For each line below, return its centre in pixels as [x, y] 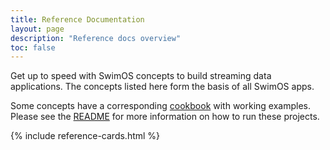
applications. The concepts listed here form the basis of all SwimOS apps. [162, 87]
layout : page [37, 29]
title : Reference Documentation [77, 19]
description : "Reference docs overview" [96, 38]
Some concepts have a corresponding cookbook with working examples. [161, 106]
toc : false [33, 47]
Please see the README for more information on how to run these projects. [165, 117]
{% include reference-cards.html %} [85, 136]
